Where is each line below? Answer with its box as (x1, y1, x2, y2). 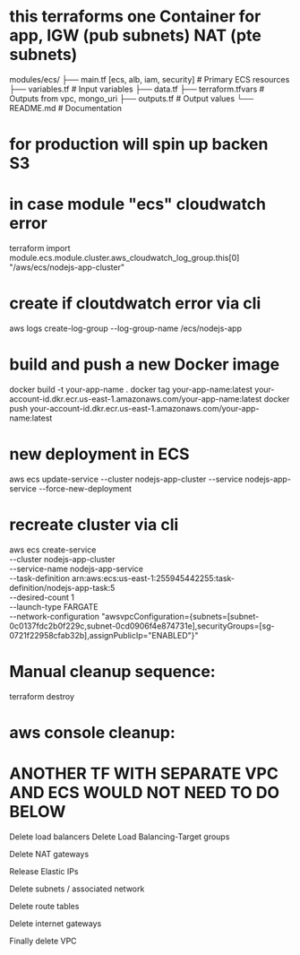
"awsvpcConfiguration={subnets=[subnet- (101, 611, 260, 621)
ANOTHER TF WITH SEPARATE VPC (9, 764, 279, 784)
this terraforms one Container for (9, 6, 261, 27)
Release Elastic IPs (9, 865, 79, 876)
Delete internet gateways (9, 917, 102, 929)
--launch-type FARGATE (9, 601, 99, 612)
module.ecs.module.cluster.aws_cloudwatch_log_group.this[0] (9, 253, 240, 264)
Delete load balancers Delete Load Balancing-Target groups (9, 831, 230, 842)
